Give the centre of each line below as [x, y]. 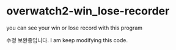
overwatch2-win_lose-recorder [88, 11]
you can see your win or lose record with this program [74, 28]
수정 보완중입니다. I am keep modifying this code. [67, 40]
